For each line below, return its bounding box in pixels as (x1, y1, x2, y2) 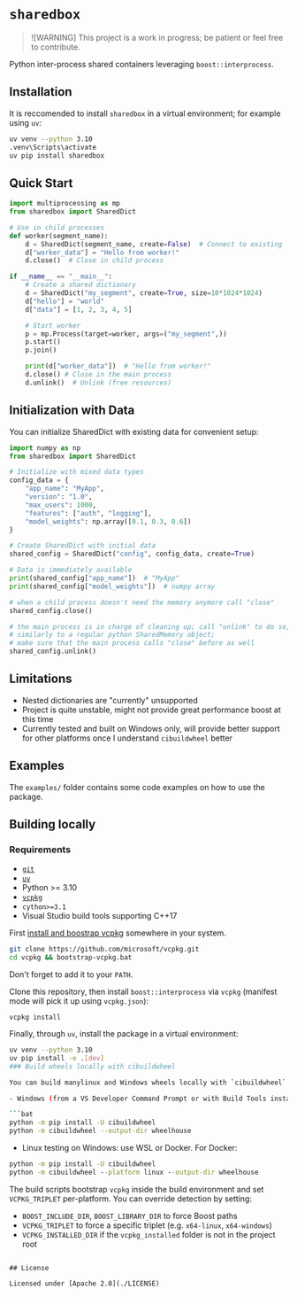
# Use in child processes (9, 223, 104, 232)
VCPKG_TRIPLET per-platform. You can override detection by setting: (9, 1193, 252, 1204)
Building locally (9, 817, 96, 832)
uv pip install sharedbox (9, 151, 104, 160)
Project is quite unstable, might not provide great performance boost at (21, 704, 281, 715)
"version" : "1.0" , (25, 493, 93, 501)
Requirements (9, 843, 72, 856)
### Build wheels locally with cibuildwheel (9, 1061, 176, 1071)
